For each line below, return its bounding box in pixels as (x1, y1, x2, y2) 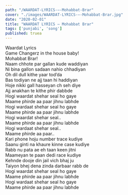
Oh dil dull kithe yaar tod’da (5, 72, 62, 77)
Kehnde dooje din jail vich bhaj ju (5, 158, 74, 163)
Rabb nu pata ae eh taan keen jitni (5, 147, 76, 153)
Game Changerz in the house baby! (5, 50, 79, 56)
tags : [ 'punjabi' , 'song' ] (5, 26, 62, 31)
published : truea (5, 31, 42, 36)
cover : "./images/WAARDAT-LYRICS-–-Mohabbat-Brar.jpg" (5, 12, 123, 17)
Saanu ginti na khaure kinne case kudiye (5, 141, 90, 147)
